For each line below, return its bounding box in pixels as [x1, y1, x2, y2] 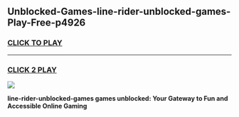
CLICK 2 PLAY [7, 65, 57, 74]
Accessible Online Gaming [7, 101, 87, 110]
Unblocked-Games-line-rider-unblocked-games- [7, 6, 231, 18]
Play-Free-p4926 [7, 17, 86, 29]
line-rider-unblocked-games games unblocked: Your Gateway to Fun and [7, 94, 228, 102]
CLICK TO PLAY [7, 38, 63, 48]
